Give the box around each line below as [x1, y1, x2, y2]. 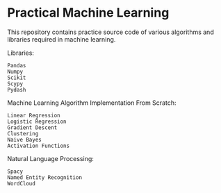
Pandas [7, 62, 26, 69]
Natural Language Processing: [7, 154, 94, 162]
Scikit [7, 74, 26, 81]
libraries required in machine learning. [7, 35, 116, 43]
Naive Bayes [7, 136, 42, 143]
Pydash [7, 86, 26, 93]
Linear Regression [7, 112, 60, 119]
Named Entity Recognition [7, 174, 82, 181]
